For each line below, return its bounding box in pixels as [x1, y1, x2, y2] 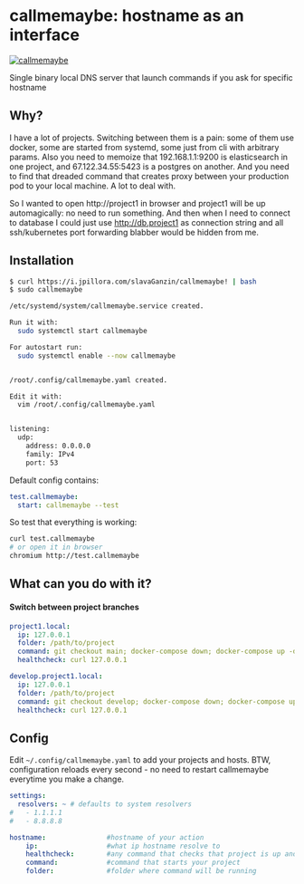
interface [9, 24, 80, 45]
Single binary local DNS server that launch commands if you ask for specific [9, 72, 294, 82]
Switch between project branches [9, 601, 140, 612]
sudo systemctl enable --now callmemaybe [17, 351, 176, 360]
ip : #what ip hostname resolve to [25, 841, 221, 850]
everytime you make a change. [9, 773, 125, 784]
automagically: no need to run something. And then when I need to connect [9, 207, 291, 218]
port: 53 [25, 458, 59, 467]
